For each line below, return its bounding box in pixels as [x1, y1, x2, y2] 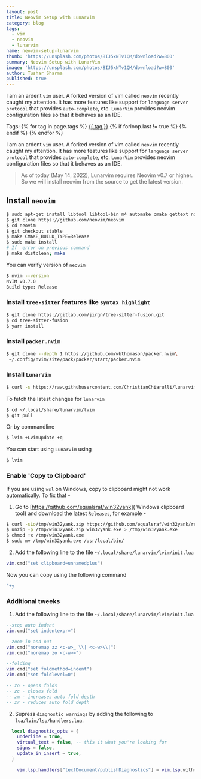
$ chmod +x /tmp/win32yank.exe [6, 532, 84, 538]
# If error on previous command [6, 245, 90, 251]
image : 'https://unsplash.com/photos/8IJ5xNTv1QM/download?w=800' [6, 64, 175, 71]
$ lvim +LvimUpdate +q [6, 435, 63, 441]
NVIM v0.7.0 [6, 278, 36, 284]
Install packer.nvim [6, 337, 61, 346]
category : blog [6, 20, 44, 26]
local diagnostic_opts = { [11, 728, 79, 734]
